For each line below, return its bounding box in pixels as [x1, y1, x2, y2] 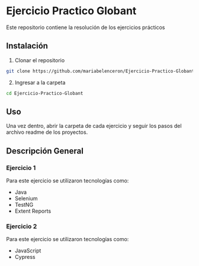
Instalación [6, 41, 49, 51]
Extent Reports [14, 207, 52, 214]
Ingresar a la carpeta [14, 79, 66, 86]
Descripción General [6, 146, 84, 156]
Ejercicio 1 [6, 164, 36, 172]
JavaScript [14, 247, 41, 254]
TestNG [14, 201, 34, 208]
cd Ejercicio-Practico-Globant [6, 90, 84, 96]
